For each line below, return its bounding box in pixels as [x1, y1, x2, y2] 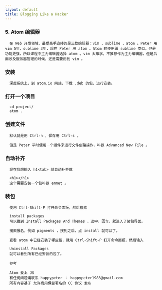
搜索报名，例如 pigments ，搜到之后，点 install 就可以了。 [9, 229, 120, 233]
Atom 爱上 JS [9, 271, 35, 275]
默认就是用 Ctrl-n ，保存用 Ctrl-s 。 [9, 133, 81, 138]
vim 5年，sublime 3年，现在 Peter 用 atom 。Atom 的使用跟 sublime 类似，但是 [5, 46, 156, 51]
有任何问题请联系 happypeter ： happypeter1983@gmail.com [9, 276, 123, 281]
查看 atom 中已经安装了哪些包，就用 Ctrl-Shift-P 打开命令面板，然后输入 [9, 238, 144, 243]
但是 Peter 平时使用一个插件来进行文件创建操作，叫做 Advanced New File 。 [9, 142, 149, 148]
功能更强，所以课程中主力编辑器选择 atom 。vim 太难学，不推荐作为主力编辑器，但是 [5, 51, 154, 56]
